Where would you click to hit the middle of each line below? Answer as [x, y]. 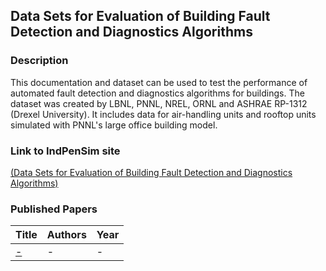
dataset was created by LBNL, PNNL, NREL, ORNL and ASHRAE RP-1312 [159, 103]
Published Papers [54, 209]
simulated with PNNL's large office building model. [114, 125]
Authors [66, 235]
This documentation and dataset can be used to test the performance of [159, 82]
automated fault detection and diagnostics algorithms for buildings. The [157, 93]
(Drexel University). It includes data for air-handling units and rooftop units [163, 114]
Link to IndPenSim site [65, 151]
